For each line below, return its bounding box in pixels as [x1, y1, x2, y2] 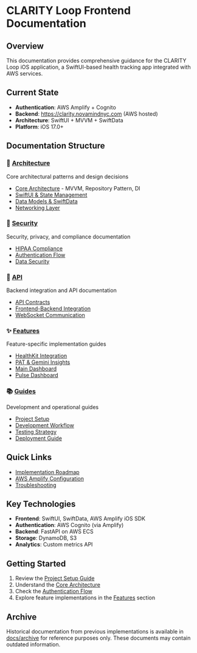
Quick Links [6, 452, 52, 463]
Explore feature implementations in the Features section [15, 594, 156, 601]
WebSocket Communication [15, 312, 85, 319]
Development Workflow [15, 421, 74, 429]
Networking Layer [15, 204, 60, 211]
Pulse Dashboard [15, 372, 59, 379]
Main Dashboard [15, 365, 57, 372]
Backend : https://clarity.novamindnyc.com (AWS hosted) [15, 110, 158, 117]
